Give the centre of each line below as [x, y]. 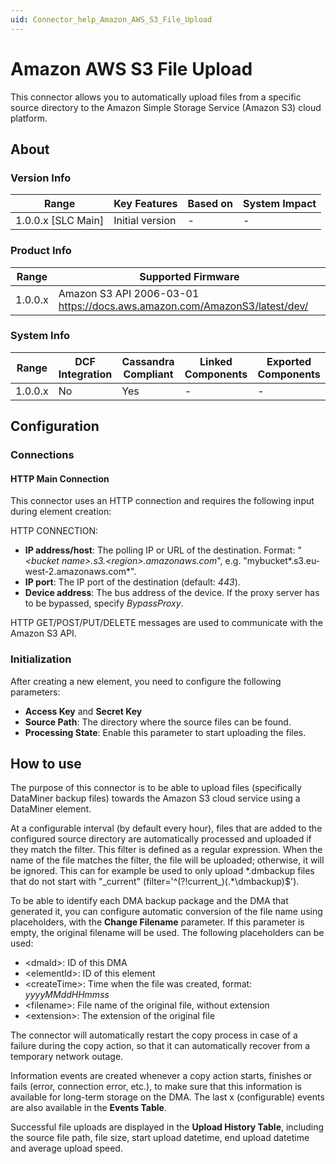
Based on [210, 204]
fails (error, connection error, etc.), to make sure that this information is [156, 1087]
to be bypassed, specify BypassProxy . [104, 603]
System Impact [280, 204]
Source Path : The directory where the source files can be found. [158, 722]
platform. [29, 118]
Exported [289, 361]
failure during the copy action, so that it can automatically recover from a [160, 1046]
